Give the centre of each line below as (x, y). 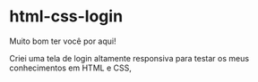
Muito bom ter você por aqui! (63, 41)
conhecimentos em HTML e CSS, (70, 68)
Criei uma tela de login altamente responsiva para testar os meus (129, 58)
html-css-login (66, 16)
